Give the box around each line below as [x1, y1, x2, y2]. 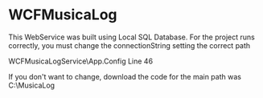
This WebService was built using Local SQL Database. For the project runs [8, 32, 255, 42]
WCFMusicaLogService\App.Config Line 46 [8, 56, 154, 66]
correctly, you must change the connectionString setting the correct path [8, 40, 251, 50]
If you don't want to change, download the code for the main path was [8, 71, 241, 81]
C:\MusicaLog [8, 80, 55, 90]
